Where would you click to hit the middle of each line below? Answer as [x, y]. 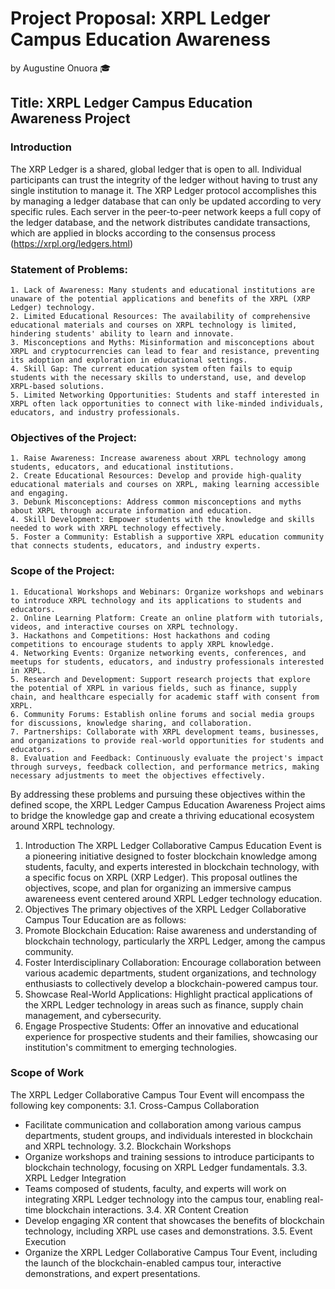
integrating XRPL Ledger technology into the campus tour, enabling [163, 1199]
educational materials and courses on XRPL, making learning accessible [165, 485]
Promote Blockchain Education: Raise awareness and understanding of [171, 930]
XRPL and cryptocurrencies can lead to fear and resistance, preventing [165, 351]
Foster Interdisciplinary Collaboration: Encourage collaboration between [173, 962]
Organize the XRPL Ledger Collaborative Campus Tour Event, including [171, 1252]
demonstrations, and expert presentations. [112, 1273]
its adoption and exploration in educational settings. [129, 360]
